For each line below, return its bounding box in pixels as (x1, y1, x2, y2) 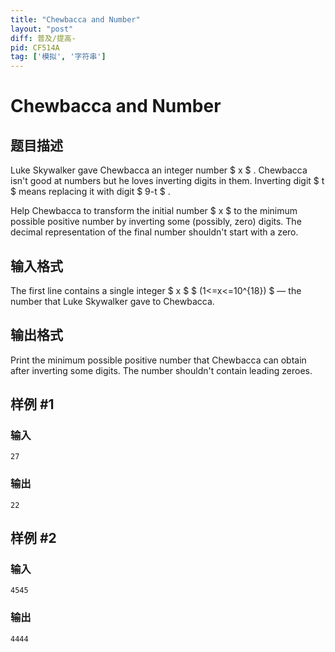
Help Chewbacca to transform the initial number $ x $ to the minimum (10, 205, 298, 217)
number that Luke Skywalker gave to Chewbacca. (10, 295, 215, 307)
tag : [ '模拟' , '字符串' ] (10, 52, 107, 62)
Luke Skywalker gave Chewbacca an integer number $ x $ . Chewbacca (10, 164, 308, 176)
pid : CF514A (10, 42, 60, 53)
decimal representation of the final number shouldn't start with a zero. (10, 226, 299, 238)
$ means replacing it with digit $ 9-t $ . (10, 186, 171, 198)
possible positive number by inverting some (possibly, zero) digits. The (10, 216, 302, 228)
